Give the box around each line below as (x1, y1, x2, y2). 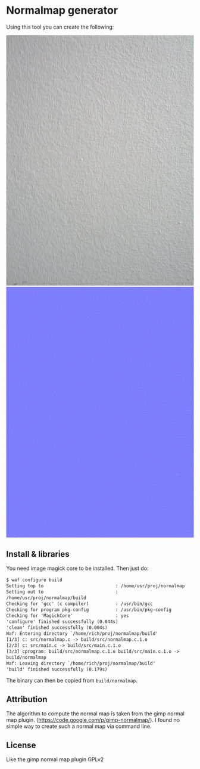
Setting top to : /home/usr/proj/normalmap (6, 583, 185, 589)
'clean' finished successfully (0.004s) (6, 625, 108, 631)
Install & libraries (6, 549, 70, 559)
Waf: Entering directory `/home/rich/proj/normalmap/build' (6, 631, 159, 637)
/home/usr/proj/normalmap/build (6, 595, 86, 601)
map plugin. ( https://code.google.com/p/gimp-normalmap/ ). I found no (6, 717, 180, 724)
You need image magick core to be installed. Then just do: (6, 565, 149, 572)
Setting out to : (6, 589, 118, 595)
